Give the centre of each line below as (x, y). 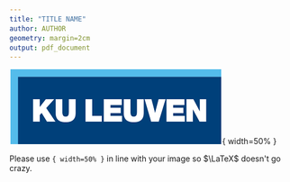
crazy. (21, 168)
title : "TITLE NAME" (48, 19)
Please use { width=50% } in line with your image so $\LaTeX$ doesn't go (145, 159)
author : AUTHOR (38, 28)
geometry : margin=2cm (50, 38)
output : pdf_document (50, 48)
